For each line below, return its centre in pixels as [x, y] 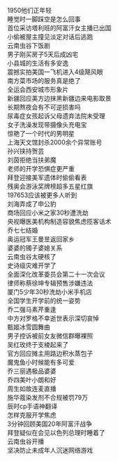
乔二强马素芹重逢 [32, 309]
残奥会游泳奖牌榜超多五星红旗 [50, 186]
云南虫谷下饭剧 [29, 45]
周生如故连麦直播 [32, 389]
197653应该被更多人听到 [42, 195]
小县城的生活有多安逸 [38, 63]
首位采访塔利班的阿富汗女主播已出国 [59, 28]
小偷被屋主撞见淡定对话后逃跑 [50, 37]
